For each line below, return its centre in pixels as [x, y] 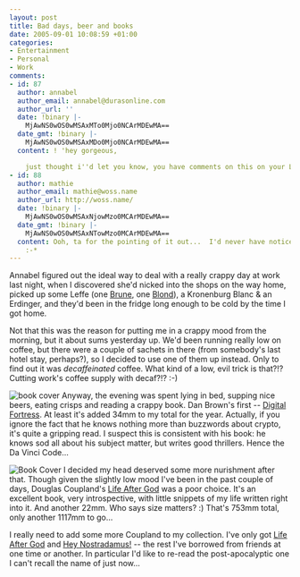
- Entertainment [39, 51]
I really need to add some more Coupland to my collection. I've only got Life [148, 535]
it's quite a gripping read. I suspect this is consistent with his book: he [137, 434]
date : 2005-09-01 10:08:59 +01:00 [74, 34]
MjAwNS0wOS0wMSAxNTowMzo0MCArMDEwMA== [97, 233]
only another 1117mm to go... [61, 518]
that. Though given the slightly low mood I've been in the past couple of [142, 479]
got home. [28, 313]
